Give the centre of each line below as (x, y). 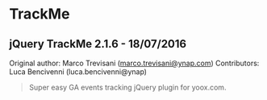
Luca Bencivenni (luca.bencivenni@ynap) (78, 72)
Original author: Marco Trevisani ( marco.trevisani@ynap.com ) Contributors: (134, 63)
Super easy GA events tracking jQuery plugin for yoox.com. (127, 87)
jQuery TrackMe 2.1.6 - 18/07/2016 (98, 44)
